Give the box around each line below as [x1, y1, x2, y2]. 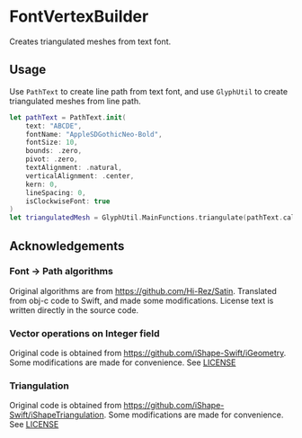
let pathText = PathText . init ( [9, 112, 127, 122]
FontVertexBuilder [9, 6, 149, 27]
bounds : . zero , [25, 147, 83, 156]
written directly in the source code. [9, 304, 139, 316]
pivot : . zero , [25, 155, 78, 164]
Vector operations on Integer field [9, 326, 160, 339]
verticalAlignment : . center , [25, 171, 135, 181]
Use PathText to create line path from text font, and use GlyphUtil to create [9, 85, 289, 96]
